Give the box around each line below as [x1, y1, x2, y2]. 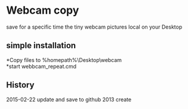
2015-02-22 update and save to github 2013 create [6, 96, 132, 103]
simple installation [6, 41, 76, 51]
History [6, 80, 35, 90]
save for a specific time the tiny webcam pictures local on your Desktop [6, 23, 183, 30]
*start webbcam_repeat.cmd [6, 63, 76, 70]
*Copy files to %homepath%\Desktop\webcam [6, 56, 122, 63]
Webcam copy [6, 4, 79, 17]
